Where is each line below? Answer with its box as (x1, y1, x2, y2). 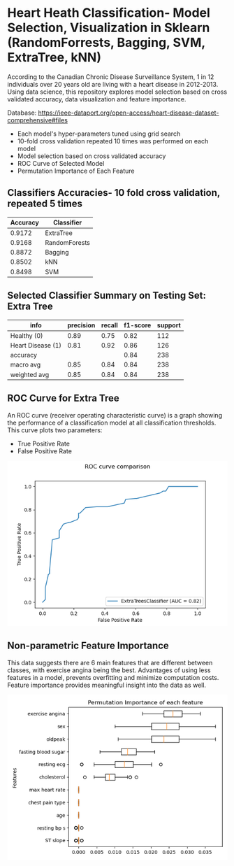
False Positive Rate (17, 446, 72, 455)
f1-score (124, 321, 152, 329)
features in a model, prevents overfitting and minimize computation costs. (7, 673, 219, 681)
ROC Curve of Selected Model (17, 159, 105, 167)
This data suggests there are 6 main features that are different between (7, 658, 213, 667)
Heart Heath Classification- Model (7, 5, 211, 21)
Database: (7, 108, 37, 117)
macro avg (10, 360, 41, 369)
